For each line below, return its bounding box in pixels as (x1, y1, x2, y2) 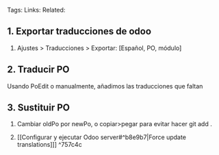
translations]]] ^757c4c (16, 141, 82, 149)
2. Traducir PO (7, 64, 70, 75)
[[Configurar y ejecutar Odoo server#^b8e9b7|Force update (16, 133, 187, 141)
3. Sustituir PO (7, 102, 70, 114)
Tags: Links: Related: (7, 6, 66, 14)
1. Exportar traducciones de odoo (7, 25, 152, 37)
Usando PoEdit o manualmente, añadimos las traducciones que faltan (7, 82, 203, 90)
